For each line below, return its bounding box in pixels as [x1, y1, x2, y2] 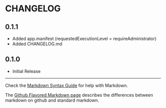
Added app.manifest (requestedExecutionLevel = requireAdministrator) [12, 36, 157, 41]
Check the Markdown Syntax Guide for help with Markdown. [5, 82, 128, 88]
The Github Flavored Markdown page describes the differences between [5, 92, 153, 98]
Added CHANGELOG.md [12, 41, 63, 47]
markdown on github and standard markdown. [5, 97, 99, 103]
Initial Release [12, 68, 41, 74]
